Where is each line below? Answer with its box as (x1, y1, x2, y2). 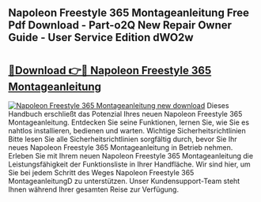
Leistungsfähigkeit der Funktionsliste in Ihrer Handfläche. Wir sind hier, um (8, 159, 251, 169)
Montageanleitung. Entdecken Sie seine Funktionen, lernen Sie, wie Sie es (8, 118, 250, 127)
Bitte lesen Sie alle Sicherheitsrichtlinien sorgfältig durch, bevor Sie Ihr (8, 134, 237, 144)
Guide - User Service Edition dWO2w (8, 31, 194, 44)
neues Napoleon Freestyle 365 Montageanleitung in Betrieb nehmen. (8, 143, 233, 152)
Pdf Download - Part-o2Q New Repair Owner (8, 19, 232, 32)
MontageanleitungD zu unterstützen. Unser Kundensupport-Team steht (8, 177, 240, 185)
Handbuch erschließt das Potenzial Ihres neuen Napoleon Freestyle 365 (8, 110, 243, 118)
